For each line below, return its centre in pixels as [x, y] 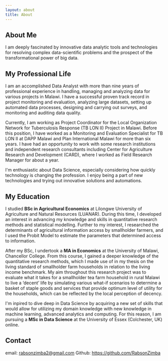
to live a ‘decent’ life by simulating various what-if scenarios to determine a [83, 283]
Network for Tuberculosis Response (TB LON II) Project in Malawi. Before [81, 128]
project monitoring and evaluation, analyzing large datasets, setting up [78, 102]
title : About [19, 15]
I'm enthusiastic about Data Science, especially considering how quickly [80, 170]
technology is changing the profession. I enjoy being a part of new [74, 175]
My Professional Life [38, 74]
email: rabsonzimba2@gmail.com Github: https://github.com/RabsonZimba [83, 353]
